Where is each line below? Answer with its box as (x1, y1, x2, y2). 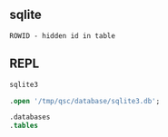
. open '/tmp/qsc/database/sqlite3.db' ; (9, 96, 161, 105)
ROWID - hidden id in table (9, 31, 116, 40)
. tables (9, 122, 39, 131)
